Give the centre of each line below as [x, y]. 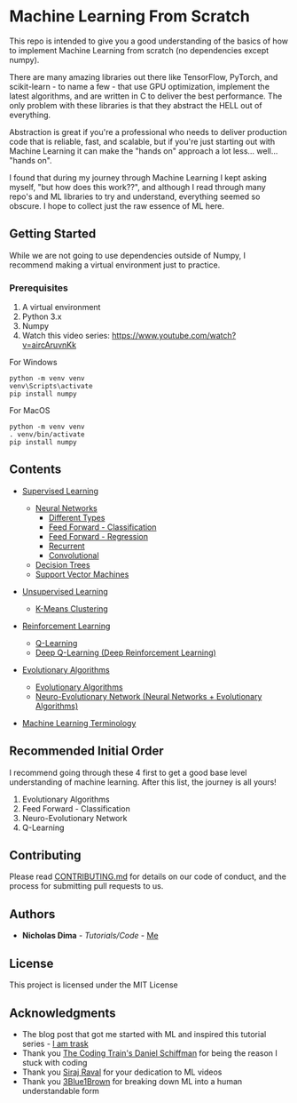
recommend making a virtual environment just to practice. [115, 265]
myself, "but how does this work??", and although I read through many [137, 187]
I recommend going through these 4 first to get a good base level [128, 772]
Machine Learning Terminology [79, 723]
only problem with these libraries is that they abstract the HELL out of [136, 105]
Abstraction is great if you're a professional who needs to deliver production [148, 132]
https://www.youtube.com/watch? [174, 336]
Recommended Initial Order [86, 751]
